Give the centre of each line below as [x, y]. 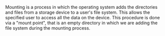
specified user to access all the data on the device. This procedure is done [82, 18]
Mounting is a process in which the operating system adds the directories [81, 7]
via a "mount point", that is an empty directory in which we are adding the [81, 23]
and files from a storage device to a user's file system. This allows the [77, 12]
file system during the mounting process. [48, 28]
